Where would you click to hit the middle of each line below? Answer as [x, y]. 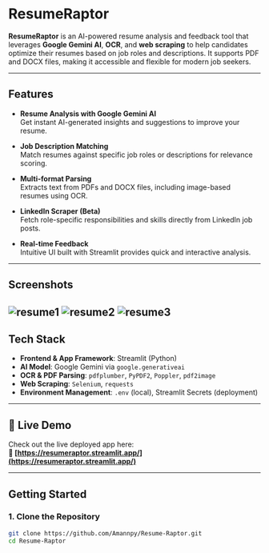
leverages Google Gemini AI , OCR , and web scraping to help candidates [128, 44]
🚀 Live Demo [40, 425]
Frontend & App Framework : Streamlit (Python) [98, 359]
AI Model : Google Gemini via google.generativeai [102, 367]
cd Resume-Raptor [37, 541]
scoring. [34, 163]
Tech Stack [37, 339]
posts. [30, 228]
